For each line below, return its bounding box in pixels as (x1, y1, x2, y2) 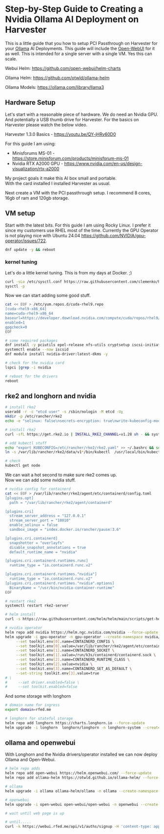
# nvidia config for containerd (5, 487, 71, 492)
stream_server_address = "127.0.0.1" (9, 514, 86, 519)
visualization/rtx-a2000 (12, 166, 60, 171)
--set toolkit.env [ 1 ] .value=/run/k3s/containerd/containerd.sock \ (16, 653, 156, 658)
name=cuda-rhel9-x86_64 (5, 311, 54, 316)
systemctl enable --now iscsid (5, 347, 69, 352)
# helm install (5, 612, 36, 617)
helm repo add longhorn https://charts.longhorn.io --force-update (5, 720, 145, 726)
